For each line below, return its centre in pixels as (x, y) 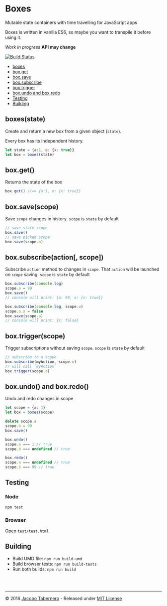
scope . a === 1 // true (29, 444)
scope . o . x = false (24, 311)
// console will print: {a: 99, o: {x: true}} (54, 298)
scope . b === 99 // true (30, 467)
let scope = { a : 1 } (25, 408)
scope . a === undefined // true (38, 462)
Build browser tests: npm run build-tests (54, 564)
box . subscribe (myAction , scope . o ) (41, 362)
